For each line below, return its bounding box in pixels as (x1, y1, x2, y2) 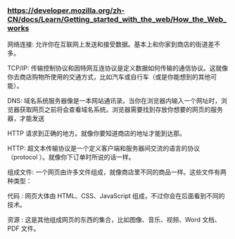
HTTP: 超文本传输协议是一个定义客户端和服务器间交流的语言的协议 (7, 144, 201, 153)
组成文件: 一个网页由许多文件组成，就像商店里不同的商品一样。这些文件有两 (7, 168, 227, 176)
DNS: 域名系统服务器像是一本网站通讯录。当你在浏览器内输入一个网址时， (7, 97, 222, 105)
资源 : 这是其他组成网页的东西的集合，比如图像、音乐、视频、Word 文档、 (7, 216, 221, 224)
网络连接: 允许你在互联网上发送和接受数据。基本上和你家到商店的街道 (7, 40, 208, 49)
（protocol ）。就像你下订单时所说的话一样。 (7, 153, 135, 161)
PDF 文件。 (7, 224, 40, 233)
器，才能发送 (7, 114, 44, 123)
